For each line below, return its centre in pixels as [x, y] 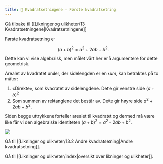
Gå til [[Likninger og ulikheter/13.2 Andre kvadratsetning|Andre [69, 141]
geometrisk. [17, 64]
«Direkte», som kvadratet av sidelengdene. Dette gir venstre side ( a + [83, 88]
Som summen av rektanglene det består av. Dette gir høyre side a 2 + [82, 100]
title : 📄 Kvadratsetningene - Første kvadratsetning [61, 10]
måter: [12, 79]
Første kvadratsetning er [30, 39]
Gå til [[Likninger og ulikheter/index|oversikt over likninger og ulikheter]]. [79, 156]
